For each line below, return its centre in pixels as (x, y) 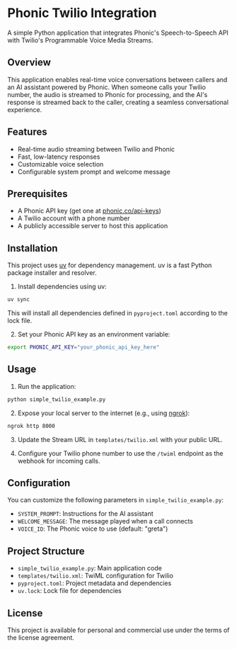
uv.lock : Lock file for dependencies (69, 591)
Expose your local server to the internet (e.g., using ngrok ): (104, 413)
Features (27, 132)
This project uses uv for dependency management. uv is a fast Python (110, 265)
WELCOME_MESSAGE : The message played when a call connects (105, 521)
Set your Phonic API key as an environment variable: (94, 334)
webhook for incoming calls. (59, 461)
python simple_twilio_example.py (57, 399)
